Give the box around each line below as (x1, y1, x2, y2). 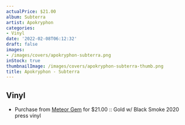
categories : (6, 25, 35, 31)
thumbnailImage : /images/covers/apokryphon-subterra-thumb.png (6, 63, 164, 69)
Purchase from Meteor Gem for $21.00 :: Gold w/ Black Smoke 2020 (14, 106, 180, 113)
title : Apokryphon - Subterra (6, 69, 80, 75)
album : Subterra (6, 14, 46, 20)
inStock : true (6, 58, 41, 63)
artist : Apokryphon (6, 19, 54, 25)
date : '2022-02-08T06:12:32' (6, 36, 77, 42)
